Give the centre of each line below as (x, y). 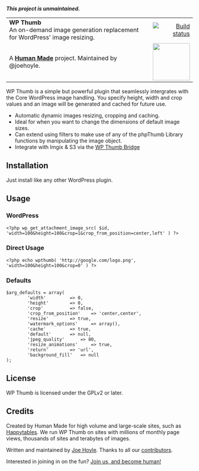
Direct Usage (25, 248)
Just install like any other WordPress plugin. (60, 180)
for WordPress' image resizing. (52, 37)
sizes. (22, 128)
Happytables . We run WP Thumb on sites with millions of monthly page (93, 432)
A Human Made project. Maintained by (63, 58)
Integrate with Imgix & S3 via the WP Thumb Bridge (77, 147)
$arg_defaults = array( (36, 293)
